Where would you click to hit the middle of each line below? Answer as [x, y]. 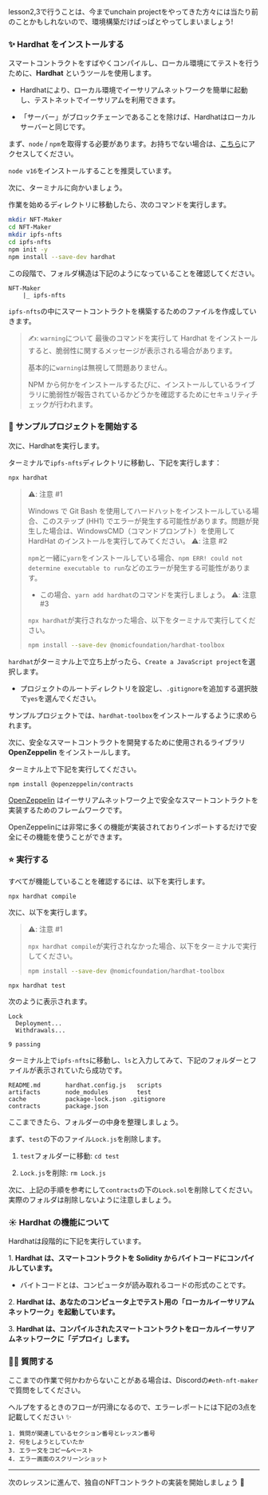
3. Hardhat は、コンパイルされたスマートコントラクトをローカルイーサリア [132, 1328]
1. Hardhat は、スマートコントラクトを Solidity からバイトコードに [118, 1257]
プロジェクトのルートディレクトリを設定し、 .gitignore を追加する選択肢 [139, 688]
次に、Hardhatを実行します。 [56, 446]
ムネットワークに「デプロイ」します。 [71, 1339]
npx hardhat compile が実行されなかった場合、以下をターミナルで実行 [142, 946]
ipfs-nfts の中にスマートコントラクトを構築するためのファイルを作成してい [132, 311]
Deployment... [39, 1023]
